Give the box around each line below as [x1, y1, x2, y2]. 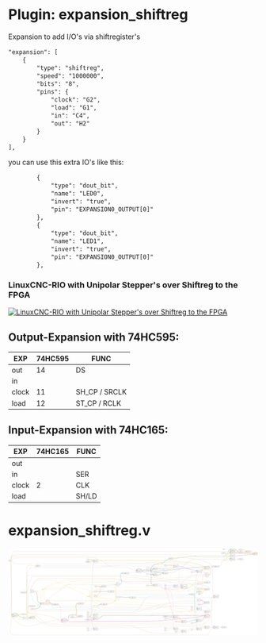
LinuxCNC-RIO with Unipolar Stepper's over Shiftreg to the [8, 279, 238, 291]
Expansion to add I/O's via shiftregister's [8, 32, 141, 41]
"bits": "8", [36, 79, 80, 88]
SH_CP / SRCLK [75, 387, 127, 397]
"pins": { [36, 87, 69, 96]
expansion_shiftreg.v [8, 522, 151, 540]
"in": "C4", [50, 111, 90, 120]
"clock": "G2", [50, 95, 101, 104]
